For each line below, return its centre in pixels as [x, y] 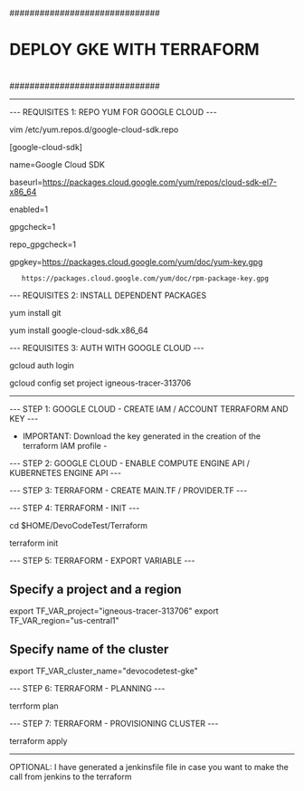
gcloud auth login [42, 366]
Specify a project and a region [96, 589]
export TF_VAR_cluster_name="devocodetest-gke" [104, 671]
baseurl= [26, 182]
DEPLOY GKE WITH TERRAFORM [134, 50]
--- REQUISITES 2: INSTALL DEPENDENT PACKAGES [108, 295]
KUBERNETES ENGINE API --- [66, 473]
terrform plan [34, 706]
